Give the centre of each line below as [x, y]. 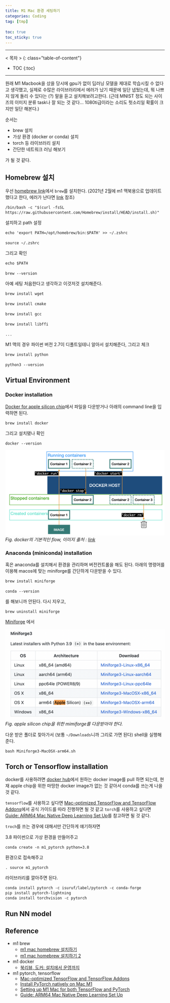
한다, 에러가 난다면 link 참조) [47, 197]
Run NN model [28, 914]
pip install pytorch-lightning [38, 893]
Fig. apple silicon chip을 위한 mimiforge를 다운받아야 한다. [64, 724]
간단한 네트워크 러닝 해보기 [39, 149]
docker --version [24, 443]
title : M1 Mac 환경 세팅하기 [33, 11]
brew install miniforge [30, 581]
